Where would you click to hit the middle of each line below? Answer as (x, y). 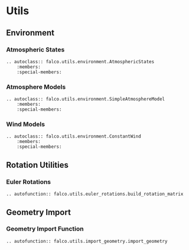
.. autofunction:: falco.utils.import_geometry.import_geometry (87, 241)
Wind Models (26, 124)
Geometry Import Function (45, 229)
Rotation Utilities (38, 165)
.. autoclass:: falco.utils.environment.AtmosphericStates (80, 61)
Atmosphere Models (36, 87)
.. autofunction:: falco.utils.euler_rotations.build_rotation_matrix (95, 194)
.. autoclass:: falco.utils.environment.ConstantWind (74, 137)
